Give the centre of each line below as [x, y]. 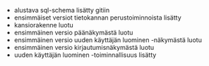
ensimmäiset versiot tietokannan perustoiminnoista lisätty [97, 18]
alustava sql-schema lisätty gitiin [62, 10]
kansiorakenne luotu [44, 25]
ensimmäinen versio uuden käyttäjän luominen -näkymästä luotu [108, 40]
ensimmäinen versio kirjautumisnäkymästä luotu [84, 47]
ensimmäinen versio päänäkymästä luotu [73, 32]
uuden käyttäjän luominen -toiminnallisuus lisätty [85, 55]
